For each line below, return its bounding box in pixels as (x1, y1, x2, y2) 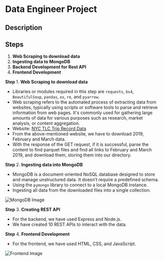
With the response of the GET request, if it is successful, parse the (12, 141, 149, 147)
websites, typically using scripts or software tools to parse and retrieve (12, 105, 158, 111)
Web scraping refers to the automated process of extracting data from (12, 99, 157, 105)
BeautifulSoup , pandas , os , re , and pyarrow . (12, 94, 100, 100)
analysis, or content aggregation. (12, 121, 81, 127)
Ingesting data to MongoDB (12, 59, 71, 65)
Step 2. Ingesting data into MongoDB (5, 162, 83, 168)
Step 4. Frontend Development (5, 231, 70, 237)
